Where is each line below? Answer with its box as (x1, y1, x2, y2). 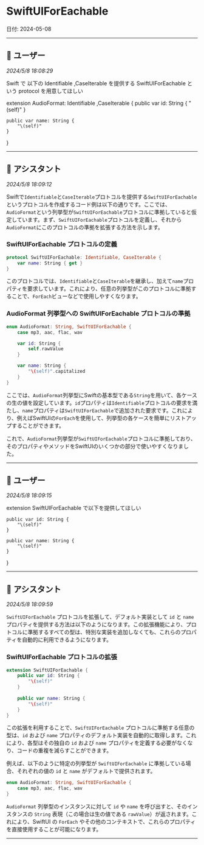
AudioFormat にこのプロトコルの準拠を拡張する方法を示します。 (6, 224, 164, 231)
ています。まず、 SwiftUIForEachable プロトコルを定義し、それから (16, 216, 182, 223)
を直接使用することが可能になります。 (6, 826, 102, 833)
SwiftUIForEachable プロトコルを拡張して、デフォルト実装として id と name (6, 613, 194, 621)
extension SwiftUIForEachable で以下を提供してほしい (6, 504, 141, 512)
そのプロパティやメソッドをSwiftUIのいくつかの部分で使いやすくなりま (6, 442, 184, 450)
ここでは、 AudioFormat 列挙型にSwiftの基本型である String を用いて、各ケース (6, 391, 197, 398)
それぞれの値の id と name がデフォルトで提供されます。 (16, 768, 156, 775)
